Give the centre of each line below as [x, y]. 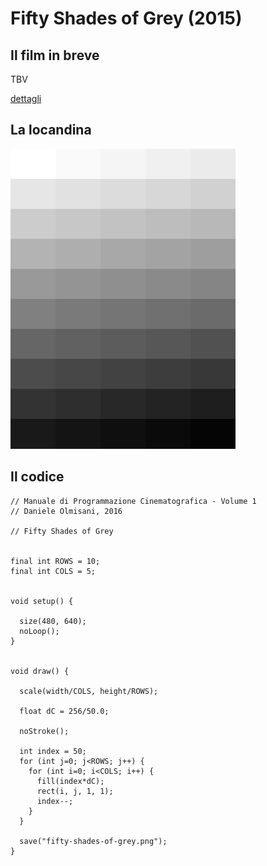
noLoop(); [39, 631]
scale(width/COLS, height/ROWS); [89, 691]
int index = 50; [53, 751]
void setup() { [42, 601]
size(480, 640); [53, 621]
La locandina [51, 130]
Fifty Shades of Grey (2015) [126, 18]
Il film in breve [55, 55]
